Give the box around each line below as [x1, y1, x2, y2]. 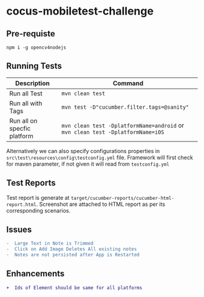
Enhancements [6, 268, 65, 279]
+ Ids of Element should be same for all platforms [6, 284, 143, 291]
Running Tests [6, 61, 62, 71]
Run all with [9, 99, 42, 108]
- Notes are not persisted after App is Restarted [6, 252, 140, 258]
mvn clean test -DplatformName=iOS [61, 129, 165, 135]
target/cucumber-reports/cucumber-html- [70, 195, 175, 201]
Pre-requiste [6, 29, 56, 39]
